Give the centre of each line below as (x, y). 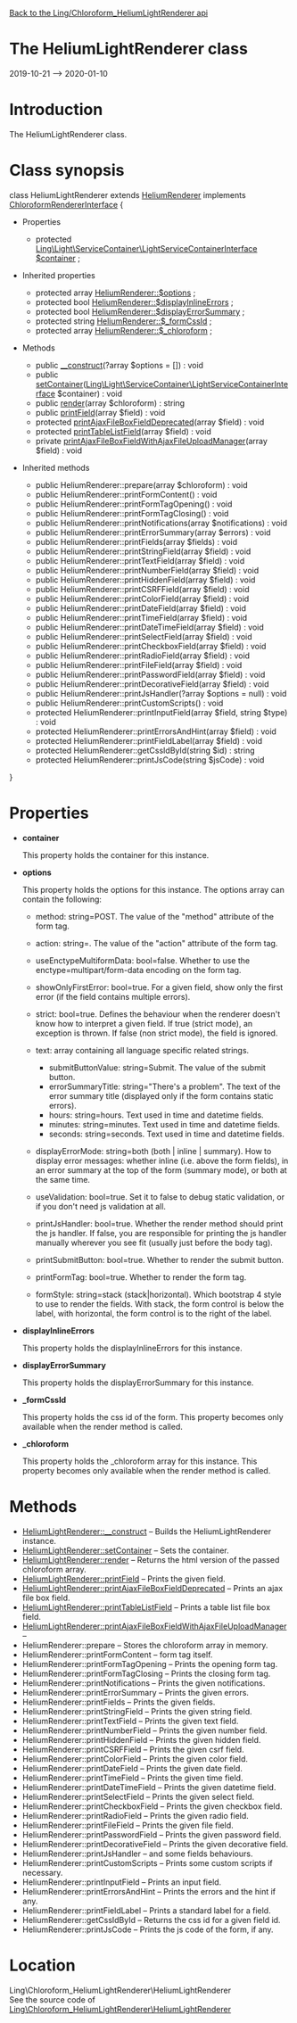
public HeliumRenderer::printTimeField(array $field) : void (141, 617)
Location (42, 1965)
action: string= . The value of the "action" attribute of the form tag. (157, 943)
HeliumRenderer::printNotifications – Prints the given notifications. (144, 1683)
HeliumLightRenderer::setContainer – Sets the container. (125, 1550)
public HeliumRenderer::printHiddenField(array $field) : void (145, 580)
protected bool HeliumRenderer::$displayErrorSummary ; (140, 311)
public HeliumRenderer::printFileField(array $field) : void (139, 665)
